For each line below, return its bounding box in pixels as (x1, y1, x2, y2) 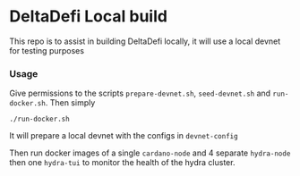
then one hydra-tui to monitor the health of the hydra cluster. (9, 157, 236, 168)
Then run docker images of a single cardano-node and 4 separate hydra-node (9, 147, 291, 158)
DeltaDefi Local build (9, 6, 168, 27)
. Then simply (45, 97, 96, 108)
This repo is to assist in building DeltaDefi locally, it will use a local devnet (9, 36, 281, 46)
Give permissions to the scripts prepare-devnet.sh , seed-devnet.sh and (9, 88, 271, 99)
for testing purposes (9, 45, 85, 55)
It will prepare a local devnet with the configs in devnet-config (9, 130, 239, 141)
